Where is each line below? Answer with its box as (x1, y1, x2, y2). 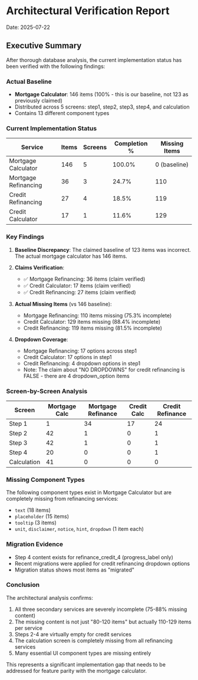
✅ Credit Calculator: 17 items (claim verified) (23, 282, 131, 289)
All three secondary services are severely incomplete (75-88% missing (14, 606, 187, 613)
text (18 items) (14, 507, 51, 514)
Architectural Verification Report (6, 4, 170, 18)
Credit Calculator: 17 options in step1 (23, 353, 112, 360)
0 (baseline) (155, 160, 189, 169)
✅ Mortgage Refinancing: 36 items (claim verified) (23, 275, 146, 282)
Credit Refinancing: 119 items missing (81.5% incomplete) (23, 324, 163, 331)
